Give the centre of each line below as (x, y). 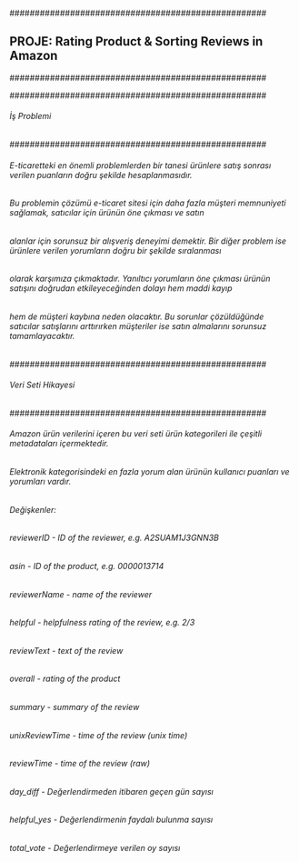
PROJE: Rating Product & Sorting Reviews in (136, 41)
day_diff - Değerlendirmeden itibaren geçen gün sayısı (111, 791)
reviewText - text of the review (66, 650)
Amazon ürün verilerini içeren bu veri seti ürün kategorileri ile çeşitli (135, 434)
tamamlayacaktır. (42, 336)
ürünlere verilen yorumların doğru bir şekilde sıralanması (115, 250)
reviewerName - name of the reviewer (81, 594)
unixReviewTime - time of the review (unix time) (99, 735)
